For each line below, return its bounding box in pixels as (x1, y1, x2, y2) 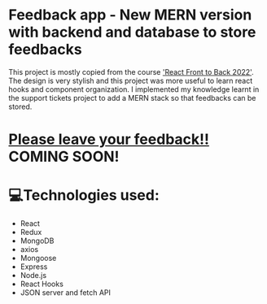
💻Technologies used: (8, 186, 160, 205)
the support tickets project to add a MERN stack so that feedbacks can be (8, 93, 256, 102)
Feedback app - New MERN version (8, 6, 252, 24)
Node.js (20, 271, 47, 280)
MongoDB (20, 236, 55, 245)
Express (20, 262, 48, 271)
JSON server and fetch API (20, 288, 112, 297)
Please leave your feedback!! (8, 130, 210, 149)
